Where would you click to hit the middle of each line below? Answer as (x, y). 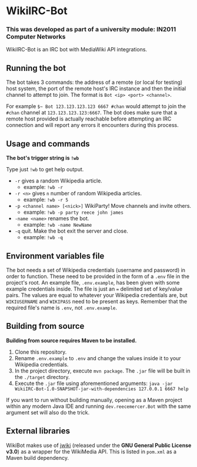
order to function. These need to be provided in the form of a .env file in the (98, 276)
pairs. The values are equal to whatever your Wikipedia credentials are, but (97, 295)
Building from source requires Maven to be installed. (71, 340)
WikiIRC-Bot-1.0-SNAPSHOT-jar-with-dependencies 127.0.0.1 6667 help (102, 389)
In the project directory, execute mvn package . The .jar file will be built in (102, 371)
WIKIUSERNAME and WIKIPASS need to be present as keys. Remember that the (96, 301)
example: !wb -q (43, 237)
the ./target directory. (42, 377)
